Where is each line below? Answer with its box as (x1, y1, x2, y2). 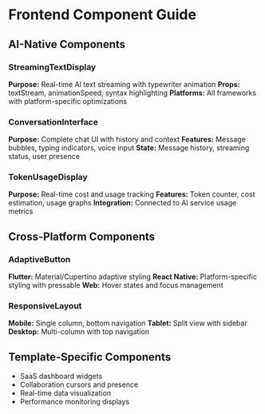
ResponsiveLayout (8, 301, 82, 312)
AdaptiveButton (8, 253, 71, 265)
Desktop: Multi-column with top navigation (8, 327, 150, 336)
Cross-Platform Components (8, 229, 156, 243)
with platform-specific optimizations (8, 96, 128, 105)
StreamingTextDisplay (8, 62, 97, 73)
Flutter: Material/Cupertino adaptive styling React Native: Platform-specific (8, 272, 258, 281)
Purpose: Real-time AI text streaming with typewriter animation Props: (8, 79, 241, 89)
